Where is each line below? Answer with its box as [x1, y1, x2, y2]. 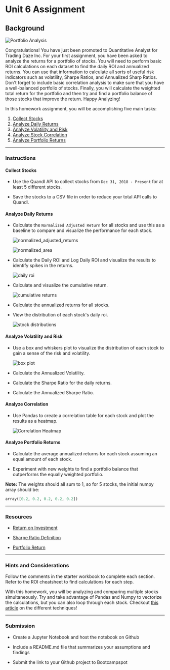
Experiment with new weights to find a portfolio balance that [12, 465, 138, 472]
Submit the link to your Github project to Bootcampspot [12, 659, 128, 665]
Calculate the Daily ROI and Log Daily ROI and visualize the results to [12, 257, 156, 263]
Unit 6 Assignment [5, 4, 85, 15]
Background [5, 24, 45, 33]
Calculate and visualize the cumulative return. [12, 282, 108, 288]
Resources [5, 513, 32, 520]
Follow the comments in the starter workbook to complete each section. [5, 573, 155, 579]
